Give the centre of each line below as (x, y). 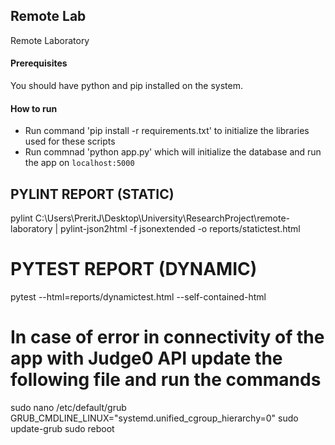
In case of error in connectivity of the (167, 337)
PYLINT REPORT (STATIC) (92, 194)
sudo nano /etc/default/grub (68, 407)
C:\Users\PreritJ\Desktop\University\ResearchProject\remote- (162, 218)
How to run (34, 108)
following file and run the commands (166, 380)
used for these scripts (70, 141)
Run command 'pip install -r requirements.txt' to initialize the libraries (167, 131)
